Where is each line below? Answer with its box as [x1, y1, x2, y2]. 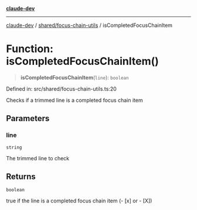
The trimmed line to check [6, 154, 70, 161]
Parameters [6, 113, 50, 123]
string [6, 144, 22, 150]
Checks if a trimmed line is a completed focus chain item [6, 97, 143, 104]
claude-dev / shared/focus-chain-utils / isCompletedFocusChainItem [6, 22, 173, 29]
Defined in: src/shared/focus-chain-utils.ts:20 [6, 85, 117, 92]
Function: [6, 42, 54, 56]
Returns [6, 172, 36, 182]
